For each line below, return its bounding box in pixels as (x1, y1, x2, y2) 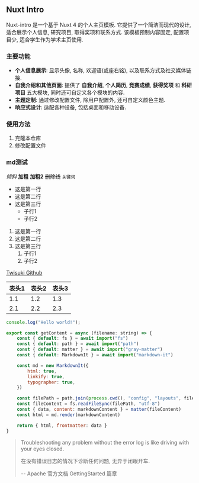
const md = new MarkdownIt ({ (17, 362, 89, 369)
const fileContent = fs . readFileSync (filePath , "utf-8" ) (17, 401, 161, 407)
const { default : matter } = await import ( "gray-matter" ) (17, 346, 163, 353)
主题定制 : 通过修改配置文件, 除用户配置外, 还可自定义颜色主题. (14, 96, 166, 104)
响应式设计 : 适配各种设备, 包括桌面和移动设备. (14, 104, 126, 111)
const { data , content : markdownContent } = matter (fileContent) (17, 407, 182, 413)
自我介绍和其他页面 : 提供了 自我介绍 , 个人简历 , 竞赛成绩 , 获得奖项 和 (14, 82, 181, 89)
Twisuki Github (6, 269, 43, 276)
